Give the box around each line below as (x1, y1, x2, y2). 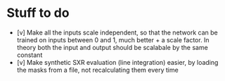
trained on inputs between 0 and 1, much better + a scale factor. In (16, 35, 210, 44)
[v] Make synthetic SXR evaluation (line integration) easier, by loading (16, 58, 219, 66)
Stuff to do (6, 5, 70, 21)
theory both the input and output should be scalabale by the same (16, 43, 208, 51)
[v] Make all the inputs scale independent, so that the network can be (16, 28, 219, 37)
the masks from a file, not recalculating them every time (16, 66, 179, 74)
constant (16, 51, 43, 59)
